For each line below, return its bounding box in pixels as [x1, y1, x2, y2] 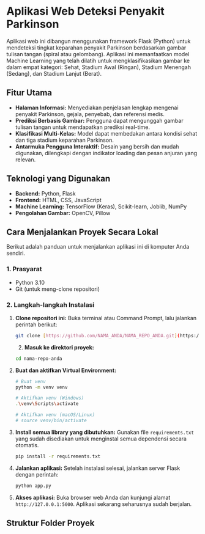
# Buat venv [15, 378, 46, 384]
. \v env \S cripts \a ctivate [15, 401, 79, 407]
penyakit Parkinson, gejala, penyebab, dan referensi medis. [15, 110, 165, 117]
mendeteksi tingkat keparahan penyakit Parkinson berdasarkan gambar [6, 44, 187, 51]
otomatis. [15, 441, 39, 448]
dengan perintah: [15, 470, 59, 478]
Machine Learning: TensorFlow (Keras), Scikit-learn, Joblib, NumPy [15, 203, 187, 210]
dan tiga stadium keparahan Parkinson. [15, 136, 114, 144]
